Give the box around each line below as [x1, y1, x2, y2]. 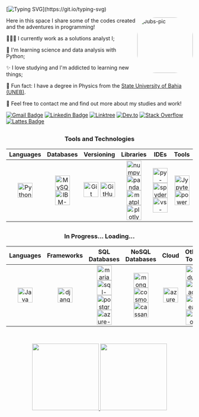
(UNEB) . [6, 89, 26, 95]
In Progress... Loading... [64, 232, 135, 240]
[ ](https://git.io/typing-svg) [6, 6, 107, 12]
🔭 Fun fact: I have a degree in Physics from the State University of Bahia [6, 82, 182, 89]
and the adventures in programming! [6, 24, 95, 30]
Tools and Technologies [64, 135, 135, 143]
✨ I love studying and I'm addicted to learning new [6, 64, 129, 71]
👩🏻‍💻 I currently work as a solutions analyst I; [6, 35, 115, 41]
